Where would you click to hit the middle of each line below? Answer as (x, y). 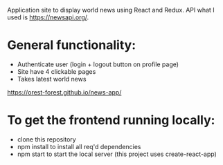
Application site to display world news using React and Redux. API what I (111, 10)
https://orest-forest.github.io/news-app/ (64, 92)
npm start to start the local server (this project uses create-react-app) (117, 154)
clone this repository (46, 139)
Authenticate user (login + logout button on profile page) (98, 64)
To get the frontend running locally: (111, 120)
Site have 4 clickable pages (56, 71)
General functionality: (72, 45)
